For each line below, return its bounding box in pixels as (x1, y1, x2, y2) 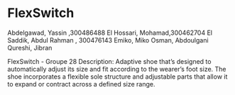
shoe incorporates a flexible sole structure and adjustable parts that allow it (7, 72, 228, 81)
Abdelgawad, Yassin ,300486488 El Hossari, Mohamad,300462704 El (7, 28, 213, 37)
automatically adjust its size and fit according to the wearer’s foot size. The (7, 65, 226, 73)
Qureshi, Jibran (7, 43, 53, 52)
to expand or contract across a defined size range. (7, 79, 155, 88)
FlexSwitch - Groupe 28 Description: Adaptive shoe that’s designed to (7, 57, 212, 65)
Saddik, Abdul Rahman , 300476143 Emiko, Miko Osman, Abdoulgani (7, 35, 209, 44)
